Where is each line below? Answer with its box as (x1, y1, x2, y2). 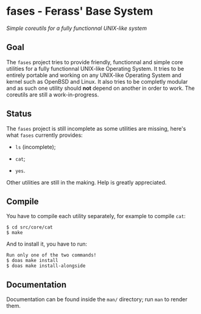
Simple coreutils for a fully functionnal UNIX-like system (6, 24, 147, 32)
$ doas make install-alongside (6, 263, 86, 269)
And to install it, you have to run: (6, 240, 87, 248)
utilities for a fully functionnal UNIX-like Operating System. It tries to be (6, 65, 185, 72)
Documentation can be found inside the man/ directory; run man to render (6, 296, 188, 303)
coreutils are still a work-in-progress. (6, 90, 99, 98)
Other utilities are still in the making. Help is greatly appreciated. (6, 178, 167, 186)
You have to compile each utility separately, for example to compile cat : (6, 213, 186, 220)
